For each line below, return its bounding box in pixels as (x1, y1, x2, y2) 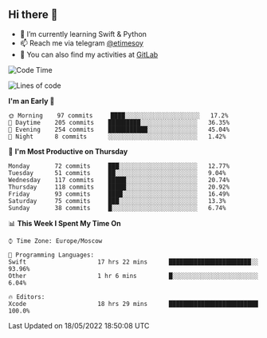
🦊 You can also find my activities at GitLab (19, 50, 159, 59)
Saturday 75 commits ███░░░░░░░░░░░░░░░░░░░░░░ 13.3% (8, 197, 226, 205)
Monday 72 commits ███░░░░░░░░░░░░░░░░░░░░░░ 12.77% (8, 161, 230, 170)
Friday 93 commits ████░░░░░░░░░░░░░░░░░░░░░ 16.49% (8, 189, 230, 198)
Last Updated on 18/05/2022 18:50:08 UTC (8, 320, 150, 330)
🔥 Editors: (8, 292, 45, 300)
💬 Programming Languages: (8, 251, 94, 259)
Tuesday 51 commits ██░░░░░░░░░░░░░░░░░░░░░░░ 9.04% (8, 169, 226, 177)
